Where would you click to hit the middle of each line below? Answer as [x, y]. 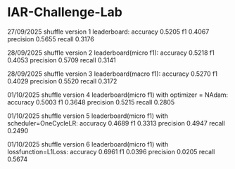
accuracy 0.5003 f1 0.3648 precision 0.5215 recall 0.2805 [91, 102]
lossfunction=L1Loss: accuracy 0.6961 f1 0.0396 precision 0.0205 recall [111, 151]
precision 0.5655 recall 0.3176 [51, 39]
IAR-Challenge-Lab [65, 12]
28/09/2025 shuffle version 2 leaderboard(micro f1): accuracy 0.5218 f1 [111, 53]
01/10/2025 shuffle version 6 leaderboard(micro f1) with [88, 144]
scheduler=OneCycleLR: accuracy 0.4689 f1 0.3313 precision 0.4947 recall [116, 123]
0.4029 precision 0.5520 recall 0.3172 [62, 81]
